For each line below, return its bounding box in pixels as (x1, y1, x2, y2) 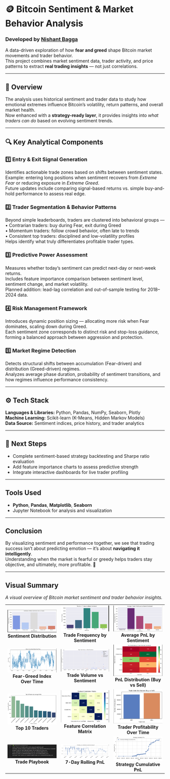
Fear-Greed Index (12, 673, 52, 679)
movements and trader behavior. (5, 53, 73, 59)
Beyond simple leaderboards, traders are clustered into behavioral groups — (5, 217, 165, 223)
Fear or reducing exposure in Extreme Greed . (5, 180, 100, 186)
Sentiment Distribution (7, 633, 57, 639)
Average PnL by (121, 632, 155, 638)
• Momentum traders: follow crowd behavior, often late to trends (5, 228, 140, 234)
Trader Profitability (117, 724, 158, 730)
